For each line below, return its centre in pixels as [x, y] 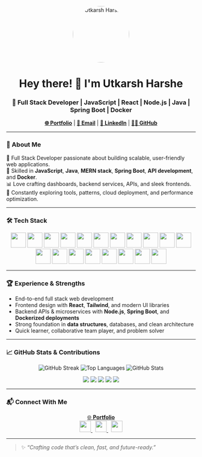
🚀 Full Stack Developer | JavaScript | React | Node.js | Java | [101, 102]
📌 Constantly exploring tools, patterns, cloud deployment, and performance [100, 192]
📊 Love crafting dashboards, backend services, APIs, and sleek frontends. [99, 184]
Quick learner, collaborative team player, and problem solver [90, 331]
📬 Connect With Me [37, 402]
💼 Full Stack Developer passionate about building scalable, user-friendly [96, 158]
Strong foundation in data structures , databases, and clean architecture [104, 325]
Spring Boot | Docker [101, 110]
